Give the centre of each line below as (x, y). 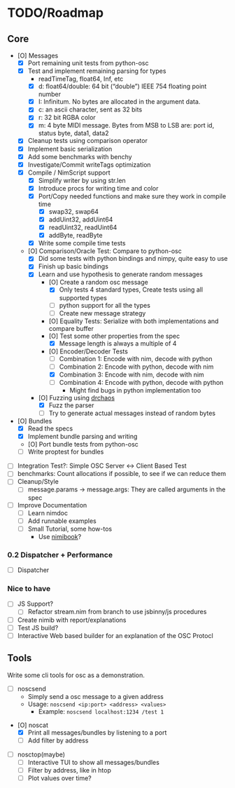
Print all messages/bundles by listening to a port (97, 732)
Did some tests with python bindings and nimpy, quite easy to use (133, 259)
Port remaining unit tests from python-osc (88, 63)
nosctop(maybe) (41, 754)
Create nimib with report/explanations (72, 620)
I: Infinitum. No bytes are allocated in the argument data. (119, 102)
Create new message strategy (102, 313)
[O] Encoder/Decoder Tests (88, 351)
